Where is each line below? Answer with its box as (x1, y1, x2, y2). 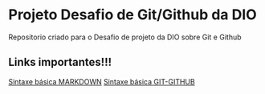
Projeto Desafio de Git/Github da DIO (8, 6, 257, 24)
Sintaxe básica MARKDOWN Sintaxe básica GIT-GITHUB (8, 76, 195, 86)
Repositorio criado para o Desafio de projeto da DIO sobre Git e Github (8, 32, 243, 42)
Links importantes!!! (8, 55, 112, 69)
